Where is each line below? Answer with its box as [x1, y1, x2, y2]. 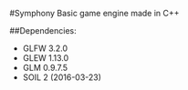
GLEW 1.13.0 [22, 53, 69, 63]
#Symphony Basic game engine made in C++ [9, 8, 180, 18]
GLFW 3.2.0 [22, 43, 68, 54]
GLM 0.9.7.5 [22, 63, 68, 73]
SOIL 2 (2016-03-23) [22, 72, 102, 83]
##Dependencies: [9, 25, 77, 35]
